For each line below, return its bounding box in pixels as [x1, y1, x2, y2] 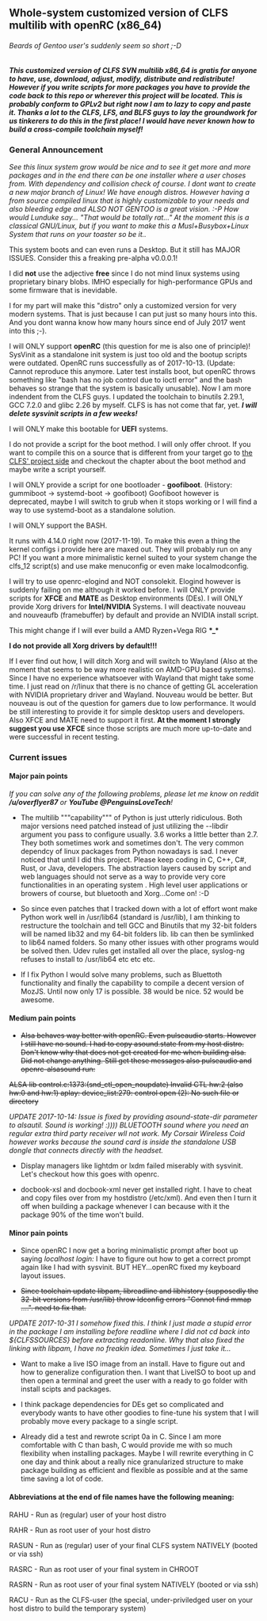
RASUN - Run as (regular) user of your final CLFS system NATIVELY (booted [9, 1540, 258, 1550]
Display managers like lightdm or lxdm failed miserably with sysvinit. [20, 1161, 244, 1171]
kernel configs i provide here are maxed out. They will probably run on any [9, 544, 252, 554]
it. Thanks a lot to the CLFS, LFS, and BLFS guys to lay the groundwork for [9, 107, 257, 117]
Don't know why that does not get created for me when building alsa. [20, 1047, 246, 1057]
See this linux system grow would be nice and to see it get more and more [9, 162, 251, 171]
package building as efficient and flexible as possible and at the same [20, 1466, 249, 1475]
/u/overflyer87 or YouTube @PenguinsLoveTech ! [9, 798, 174, 807]
